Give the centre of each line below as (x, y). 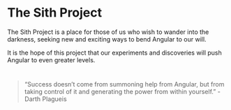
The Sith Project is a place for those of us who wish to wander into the (108, 32)
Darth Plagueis (46, 99)
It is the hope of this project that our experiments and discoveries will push (114, 53)
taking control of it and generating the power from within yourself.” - (122, 92)
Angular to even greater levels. (51, 59)
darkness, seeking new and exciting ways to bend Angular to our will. (107, 39)
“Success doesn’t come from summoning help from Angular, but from (124, 84)
